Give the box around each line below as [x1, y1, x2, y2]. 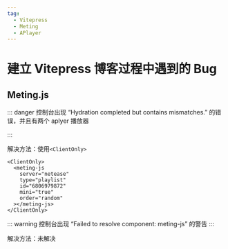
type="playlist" [19, 177, 67, 183]
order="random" [19, 195, 64, 202]
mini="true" [19, 189, 54, 196]
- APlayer [13, 29, 41, 37]
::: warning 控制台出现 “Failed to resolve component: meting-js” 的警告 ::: [7, 220, 215, 228]
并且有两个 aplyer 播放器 [19, 117, 89, 125]
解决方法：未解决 [7, 235, 56, 243]
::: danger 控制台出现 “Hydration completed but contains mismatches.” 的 [7, 108, 216, 117]
